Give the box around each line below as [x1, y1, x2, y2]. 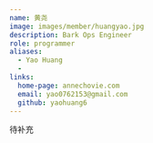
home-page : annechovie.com [17, 81, 120, 90]
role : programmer [9, 38, 76, 48]
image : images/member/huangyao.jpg [9, 22, 145, 31]
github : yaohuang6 [17, 97, 88, 107]
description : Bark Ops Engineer [9, 30, 132, 39]
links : [9, 73, 35, 82]
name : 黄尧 [9, 13, 48, 23]
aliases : [9, 47, 43, 56]
